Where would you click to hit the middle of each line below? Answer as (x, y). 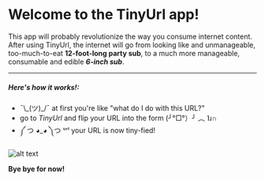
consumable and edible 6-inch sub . (66, 62)
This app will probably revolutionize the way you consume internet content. (130, 36)
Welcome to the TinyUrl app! (104, 15)
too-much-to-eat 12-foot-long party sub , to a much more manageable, (124, 53)
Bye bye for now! (37, 168)
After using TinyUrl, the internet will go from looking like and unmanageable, (132, 44)
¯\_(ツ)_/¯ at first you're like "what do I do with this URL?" (112, 107)
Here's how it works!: (44, 87)
